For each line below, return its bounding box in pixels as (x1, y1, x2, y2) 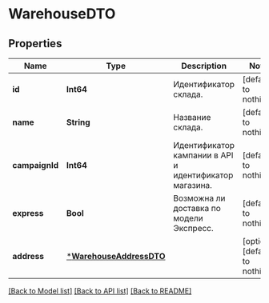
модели (173, 213, 204, 224)
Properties (8, 37, 62, 50)
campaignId (12, 160, 58, 170)
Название (173, 112, 211, 122)
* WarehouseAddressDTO (66, 251, 166, 261)
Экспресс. (173, 223, 214, 233)
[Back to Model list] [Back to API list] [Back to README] (8, 286, 192, 296)
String (66, 117, 90, 128)
